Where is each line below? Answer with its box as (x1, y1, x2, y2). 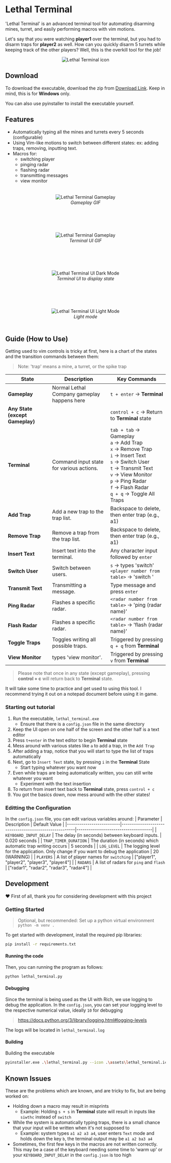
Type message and (110, 582, 156, 589)
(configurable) (12, 134, 43, 140)
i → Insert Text (110, 452, 146, 459)
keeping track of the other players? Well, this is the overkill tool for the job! (5, 47, 161, 53)
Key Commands (117, 376, 157, 383)
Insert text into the (52, 547, 96, 554)
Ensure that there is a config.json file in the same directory (20, 721, 145, 727)
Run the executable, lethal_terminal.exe (12, 715, 99, 721)
